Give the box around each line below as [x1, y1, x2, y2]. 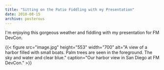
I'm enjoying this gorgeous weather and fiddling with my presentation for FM [5, 30, 160, 36]
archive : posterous [5, 16, 45, 21]
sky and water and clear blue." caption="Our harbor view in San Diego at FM [5, 55, 160, 61]
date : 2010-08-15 [5, 12, 41, 17]
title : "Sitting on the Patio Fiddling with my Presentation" [5, 7, 135, 12]
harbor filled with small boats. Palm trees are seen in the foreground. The [5, 49, 153, 55]
